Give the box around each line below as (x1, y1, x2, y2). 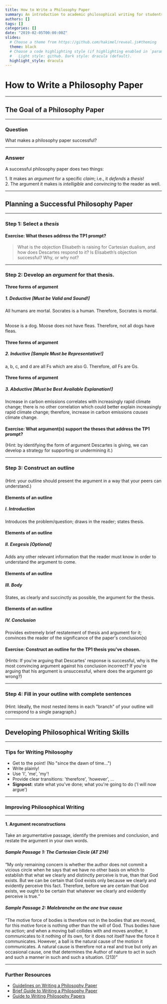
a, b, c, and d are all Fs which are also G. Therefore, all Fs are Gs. (5, 363, 139, 369)
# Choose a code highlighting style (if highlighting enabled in (9, 49, 148, 54)
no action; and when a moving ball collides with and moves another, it (5, 928, 148, 934)
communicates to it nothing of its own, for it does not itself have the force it (5, 933, 159, 939)
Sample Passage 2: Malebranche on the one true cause (5, 904, 123, 910)
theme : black (9, 44, 37, 49)
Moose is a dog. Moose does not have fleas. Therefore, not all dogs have (5, 323, 155, 329)
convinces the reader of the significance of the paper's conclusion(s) (5, 635, 147, 641)
